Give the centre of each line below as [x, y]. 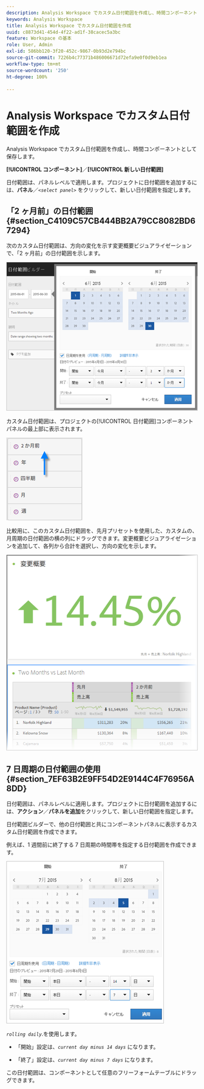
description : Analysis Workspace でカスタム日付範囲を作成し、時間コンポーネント [102, 13]
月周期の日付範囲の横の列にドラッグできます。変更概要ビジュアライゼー [96, 538]
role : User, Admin [29, 45]
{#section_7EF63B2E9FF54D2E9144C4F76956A [100, 779]
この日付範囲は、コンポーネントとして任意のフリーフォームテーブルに [93, 1073]
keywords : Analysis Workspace [45, 19]
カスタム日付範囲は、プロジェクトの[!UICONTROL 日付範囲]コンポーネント [100, 421]
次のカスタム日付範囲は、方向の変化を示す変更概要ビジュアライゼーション [99, 245]
